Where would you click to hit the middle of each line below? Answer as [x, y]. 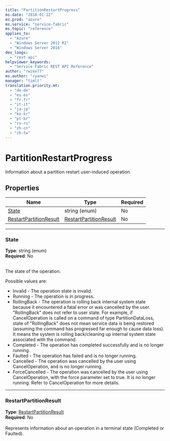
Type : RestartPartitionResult [35, 412]
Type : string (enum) [26, 251]
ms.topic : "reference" [29, 29]
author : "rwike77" [25, 72]
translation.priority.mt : [32, 85]
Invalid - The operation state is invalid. [52, 291]
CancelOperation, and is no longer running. [57, 367]
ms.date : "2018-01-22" [29, 15]
